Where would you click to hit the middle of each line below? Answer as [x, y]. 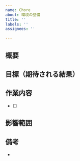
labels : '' [17, 24]
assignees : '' [20, 29]
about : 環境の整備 [23, 15]
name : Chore [18, 10]
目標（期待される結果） [42, 74]
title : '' [16, 19]
